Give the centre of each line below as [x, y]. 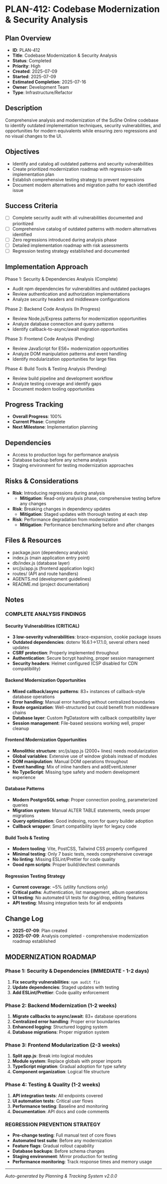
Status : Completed [32, 61]
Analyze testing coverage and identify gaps [57, 383]
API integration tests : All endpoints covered [57, 1095]
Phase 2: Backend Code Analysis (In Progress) [53, 309]
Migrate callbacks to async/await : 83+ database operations [74, 1016]
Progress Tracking [34, 404]
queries [20, 805]
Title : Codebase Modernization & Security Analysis [65, 55]
